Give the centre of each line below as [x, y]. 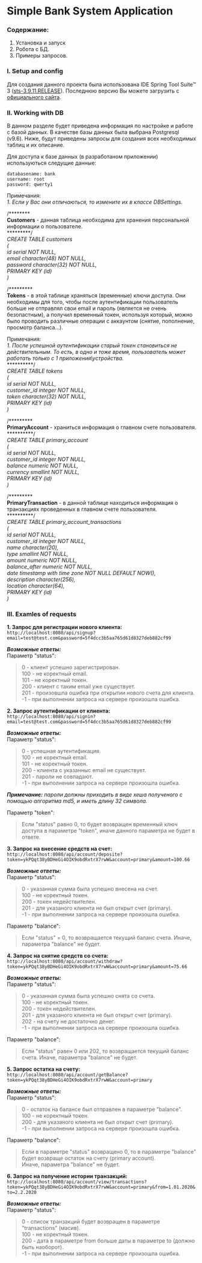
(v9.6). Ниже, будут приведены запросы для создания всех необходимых [102, 139]
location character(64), [36, 586]
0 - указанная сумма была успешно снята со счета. [88, 996]
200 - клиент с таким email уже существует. [78, 687]
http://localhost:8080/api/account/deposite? [65, 854]
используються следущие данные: [52, 163]
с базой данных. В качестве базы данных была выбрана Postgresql [93, 132]
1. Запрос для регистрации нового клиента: [65, 627]
